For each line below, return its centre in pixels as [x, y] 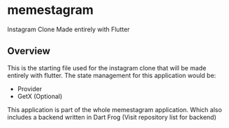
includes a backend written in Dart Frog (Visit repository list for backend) [112, 117]
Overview [29, 51]
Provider [30, 88]
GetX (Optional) [40, 96]
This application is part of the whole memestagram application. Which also [114, 109]
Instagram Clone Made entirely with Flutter [69, 29]
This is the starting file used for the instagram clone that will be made [107, 67]
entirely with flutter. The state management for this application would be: [112, 75]
